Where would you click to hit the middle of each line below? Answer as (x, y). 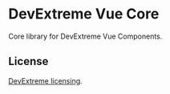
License (28, 61)
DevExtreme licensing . (45, 80)
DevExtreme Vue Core (84, 14)
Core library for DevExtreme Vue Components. (85, 36)
